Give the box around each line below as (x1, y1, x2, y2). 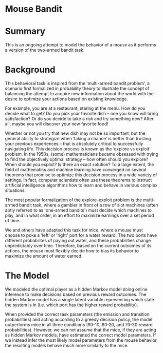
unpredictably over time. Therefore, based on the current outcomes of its (5, 243, 152, 249)
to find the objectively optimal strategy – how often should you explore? (5, 156, 148, 162)
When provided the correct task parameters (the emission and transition (5, 311, 150, 317)
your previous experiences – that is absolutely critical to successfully (5, 141, 144, 147)
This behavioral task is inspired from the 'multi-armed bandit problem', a (5, 81, 150, 86)
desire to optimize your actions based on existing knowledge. (5, 96, 128, 102)
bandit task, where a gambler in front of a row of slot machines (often (19, 202, 158, 208)
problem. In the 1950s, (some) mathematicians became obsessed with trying (5, 151, 159, 157)
